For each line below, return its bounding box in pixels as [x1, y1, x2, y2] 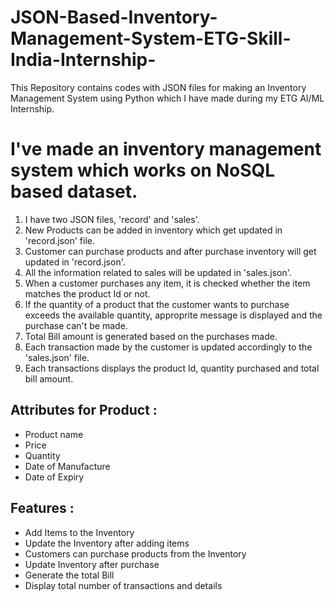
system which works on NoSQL [10, 159, 276, 182]
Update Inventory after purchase [24, 558, 160, 570]
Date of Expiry [24, 471, 85, 483]
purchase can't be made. [24, 319, 128, 331]
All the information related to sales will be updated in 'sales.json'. [24, 266, 292, 278]
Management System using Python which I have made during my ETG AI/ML [10, 92, 325, 104]
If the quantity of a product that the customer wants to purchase [24, 298, 290, 310]
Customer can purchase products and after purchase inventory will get [24, 245, 317, 257]
